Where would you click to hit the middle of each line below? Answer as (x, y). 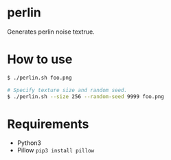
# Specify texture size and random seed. (67, 90)
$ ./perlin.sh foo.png (39, 78)
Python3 (29, 143)
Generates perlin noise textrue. (51, 32)
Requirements (48, 124)
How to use (40, 59)
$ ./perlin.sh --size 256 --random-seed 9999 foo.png (86, 96)
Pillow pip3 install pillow (56, 150)
